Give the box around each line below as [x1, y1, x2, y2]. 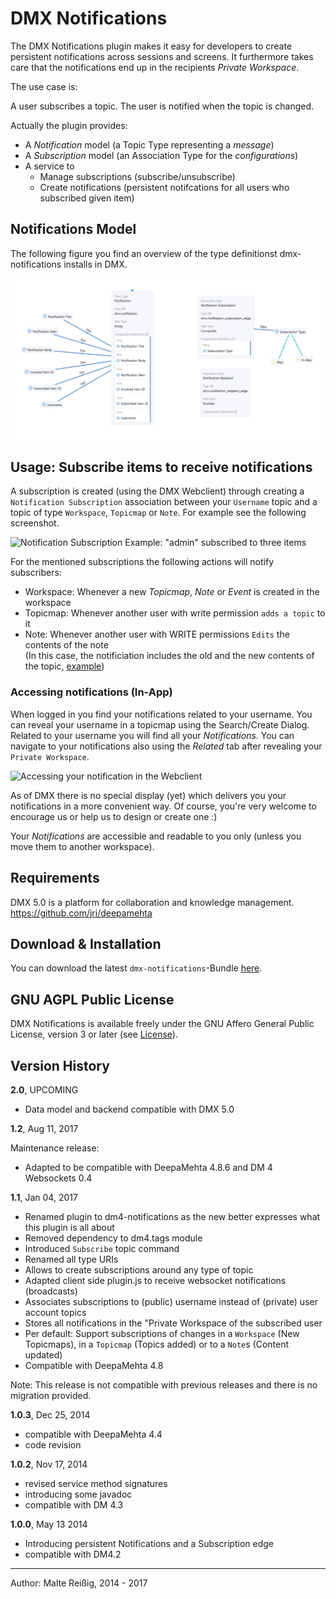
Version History [10, 1057, 110, 1074]
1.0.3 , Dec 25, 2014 [10, 1409, 91, 1421]
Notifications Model [10, 221, 137, 238]
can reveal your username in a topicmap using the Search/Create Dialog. [10, 718, 310, 731]
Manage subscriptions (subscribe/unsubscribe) [39, 170, 236, 182]
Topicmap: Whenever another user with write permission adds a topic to [24, 607, 326, 619]
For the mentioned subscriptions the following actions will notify [10, 556, 275, 568]
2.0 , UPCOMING [10, 1084, 79, 1096]
